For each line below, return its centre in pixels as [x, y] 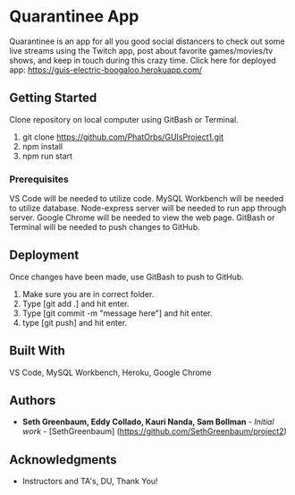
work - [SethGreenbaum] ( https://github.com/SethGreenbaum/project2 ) [155, 431]
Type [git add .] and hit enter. [76, 303]
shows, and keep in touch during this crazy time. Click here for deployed [143, 60]
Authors [33, 401]
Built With [37, 351]
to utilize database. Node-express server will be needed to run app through [148, 209]
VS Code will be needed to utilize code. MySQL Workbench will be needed [147, 199]
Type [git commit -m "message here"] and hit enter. [117, 313]
